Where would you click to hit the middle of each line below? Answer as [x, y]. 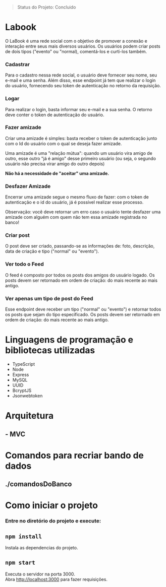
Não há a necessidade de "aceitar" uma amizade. [57, 173]
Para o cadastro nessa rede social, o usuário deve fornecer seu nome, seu [81, 75]
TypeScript [24, 364]
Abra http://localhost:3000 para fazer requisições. [56, 579]
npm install [24, 536]
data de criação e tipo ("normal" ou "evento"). [52, 251]
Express [21, 375]
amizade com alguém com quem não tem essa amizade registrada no [76, 217]
